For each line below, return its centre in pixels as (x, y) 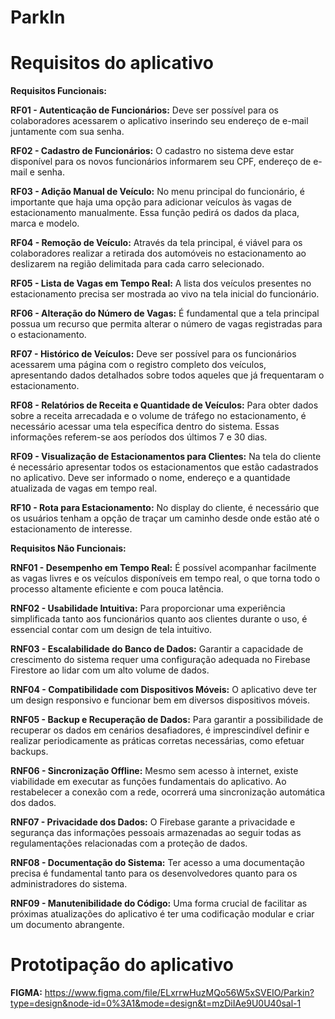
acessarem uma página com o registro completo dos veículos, (138, 365)
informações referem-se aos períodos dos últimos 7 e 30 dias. (139, 437)
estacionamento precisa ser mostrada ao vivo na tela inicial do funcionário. (165, 294)
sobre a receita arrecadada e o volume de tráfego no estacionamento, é (158, 416)
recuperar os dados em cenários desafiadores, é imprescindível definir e (160, 730)
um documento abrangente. (67, 925)
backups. (29, 752)
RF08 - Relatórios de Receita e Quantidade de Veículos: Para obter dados (164, 405)
